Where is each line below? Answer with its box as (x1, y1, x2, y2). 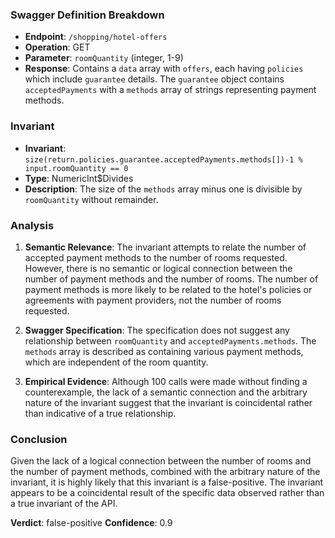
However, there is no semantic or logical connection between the (24, 262, 293, 274)
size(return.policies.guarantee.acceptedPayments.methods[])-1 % (24, 154, 303, 165)
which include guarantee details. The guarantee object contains (24, 73, 285, 85)
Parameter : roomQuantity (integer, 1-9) (24, 52, 184, 64)
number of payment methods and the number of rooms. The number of (24, 273, 319, 285)
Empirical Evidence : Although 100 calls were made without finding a (24, 375, 308, 387)
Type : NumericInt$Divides (24, 172, 134, 184)
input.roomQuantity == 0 (24, 163, 129, 173)
